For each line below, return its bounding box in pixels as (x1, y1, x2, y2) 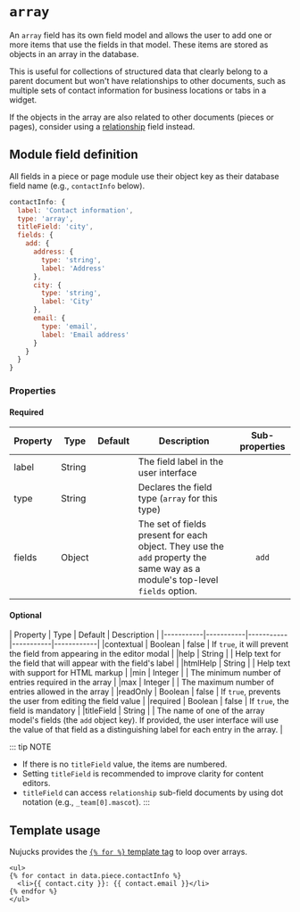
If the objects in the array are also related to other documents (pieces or (9, 112, 274, 122)
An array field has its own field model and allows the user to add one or (9, 29, 272, 40)
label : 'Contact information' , (17, 205, 134, 215)
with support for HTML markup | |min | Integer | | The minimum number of (9, 667, 281, 678)
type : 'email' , (41, 321, 98, 331)
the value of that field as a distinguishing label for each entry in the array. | (9, 725, 283, 735)
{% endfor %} (9, 887, 58, 896)
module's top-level (137, 574, 219, 586)
